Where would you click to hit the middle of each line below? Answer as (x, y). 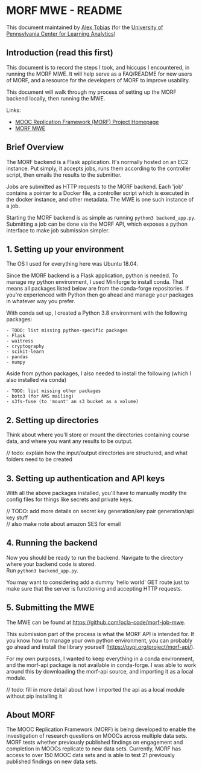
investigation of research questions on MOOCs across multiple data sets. (97, 736)
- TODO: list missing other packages (54, 391)
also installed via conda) (36, 380)
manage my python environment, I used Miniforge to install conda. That (95, 282)
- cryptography (25, 346)
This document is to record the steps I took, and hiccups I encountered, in (98, 67)
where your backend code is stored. (51, 564)
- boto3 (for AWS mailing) (40, 396)
